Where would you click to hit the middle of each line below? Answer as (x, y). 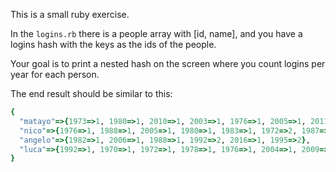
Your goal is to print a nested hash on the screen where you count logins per (168, 63)
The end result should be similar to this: (91, 93)
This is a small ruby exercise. (70, 14)
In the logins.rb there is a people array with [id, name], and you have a (156, 33)
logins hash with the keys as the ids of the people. (113, 44)
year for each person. (55, 74)
